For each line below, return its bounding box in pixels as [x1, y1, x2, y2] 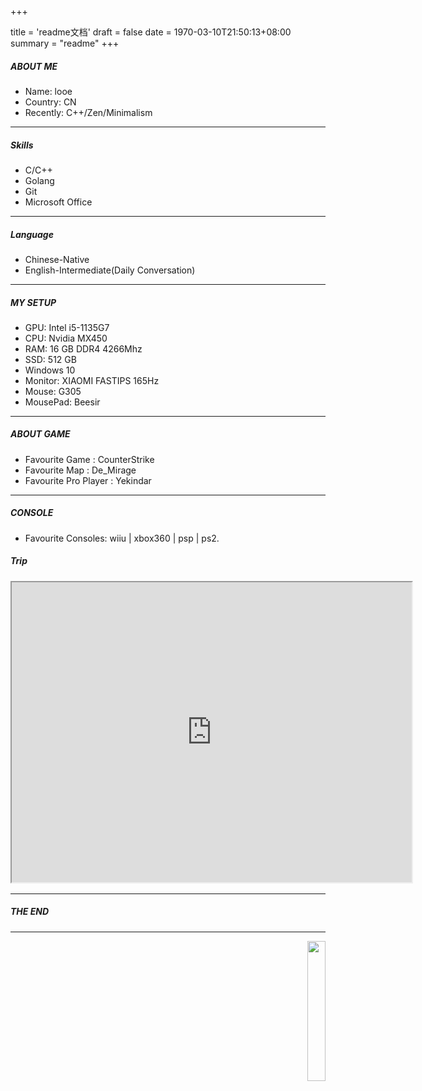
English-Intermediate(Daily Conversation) [24, 264, 196, 276]
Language [10, 228, 54, 240]
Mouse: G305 [24, 385, 82, 397]
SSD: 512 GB [24, 353, 77, 365]
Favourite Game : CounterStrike [24, 453, 155, 465]
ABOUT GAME [10, 428, 71, 440]
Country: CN [24, 96, 77, 108]
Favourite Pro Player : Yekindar [24, 474, 152, 486]
